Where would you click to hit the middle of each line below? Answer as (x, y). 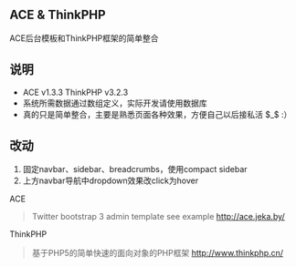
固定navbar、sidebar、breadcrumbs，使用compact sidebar (135, 169)
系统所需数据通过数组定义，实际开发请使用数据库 (115, 103)
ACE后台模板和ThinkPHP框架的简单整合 (84, 38)
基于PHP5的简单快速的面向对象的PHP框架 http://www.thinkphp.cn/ (158, 253)
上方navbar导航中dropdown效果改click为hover (111, 180)
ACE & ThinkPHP (58, 15)
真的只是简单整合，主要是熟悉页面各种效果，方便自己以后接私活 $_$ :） (157, 114)
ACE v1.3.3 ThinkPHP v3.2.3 (75, 92)
